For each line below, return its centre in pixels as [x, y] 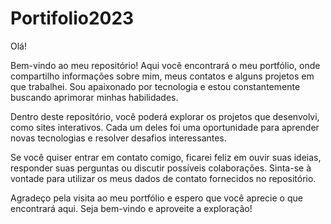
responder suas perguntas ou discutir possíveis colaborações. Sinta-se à [161, 168]
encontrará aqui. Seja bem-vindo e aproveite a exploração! [131, 208]
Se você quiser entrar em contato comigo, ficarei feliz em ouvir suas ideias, [166, 157]
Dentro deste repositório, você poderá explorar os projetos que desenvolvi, [165, 116]
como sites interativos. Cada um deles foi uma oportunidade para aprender [165, 127]
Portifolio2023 [72, 18]
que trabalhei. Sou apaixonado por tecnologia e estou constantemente [155, 86]
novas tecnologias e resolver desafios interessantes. [118, 138]
